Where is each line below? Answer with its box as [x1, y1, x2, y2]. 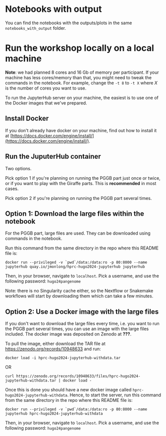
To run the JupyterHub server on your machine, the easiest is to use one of [5, 95, 159, 100]
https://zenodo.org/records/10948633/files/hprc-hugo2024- [16, 374, 141, 379]
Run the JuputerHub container [5, 152, 101, 161]
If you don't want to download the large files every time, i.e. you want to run [5, 321, 160, 327]
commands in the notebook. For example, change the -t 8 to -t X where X [5, 80, 158, 86]
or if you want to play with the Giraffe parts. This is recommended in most [5, 180, 157, 186]
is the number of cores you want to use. [5, 85, 87, 91]
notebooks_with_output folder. [5, 25, 66, 31]
